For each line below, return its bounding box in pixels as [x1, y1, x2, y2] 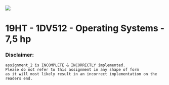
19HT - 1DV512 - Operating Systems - [5, 22, 165, 34]
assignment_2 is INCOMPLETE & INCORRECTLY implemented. [5, 63, 125, 68]
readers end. [5, 76, 33, 81]
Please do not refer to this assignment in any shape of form [5, 67, 139, 72]
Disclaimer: [5, 51, 34, 58]
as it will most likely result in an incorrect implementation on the [5, 72, 157, 77]
